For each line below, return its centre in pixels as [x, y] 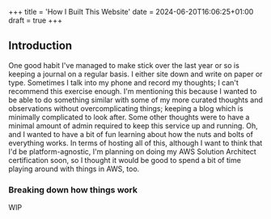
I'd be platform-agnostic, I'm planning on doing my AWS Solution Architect [132, 151]
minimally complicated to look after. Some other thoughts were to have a [129, 117]
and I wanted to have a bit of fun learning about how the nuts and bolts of [131, 134]
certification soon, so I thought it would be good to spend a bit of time [125, 160]
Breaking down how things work [73, 190]
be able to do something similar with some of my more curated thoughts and [135, 100]
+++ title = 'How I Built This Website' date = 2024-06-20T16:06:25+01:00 [131, 12]
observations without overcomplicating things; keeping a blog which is [126, 108]
